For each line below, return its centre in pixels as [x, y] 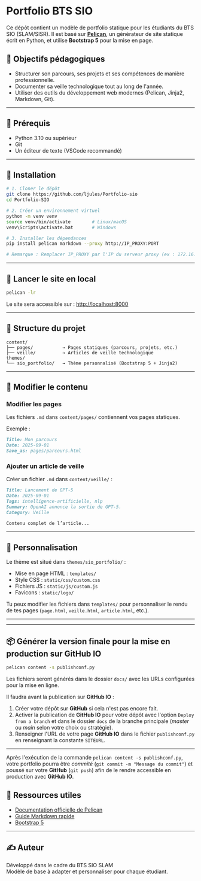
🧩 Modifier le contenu [47, 387]
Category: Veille [28, 512]
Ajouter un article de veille [45, 466]
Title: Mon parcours [32, 440]
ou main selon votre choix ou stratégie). [64, 727]
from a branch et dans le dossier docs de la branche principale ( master [102, 721]
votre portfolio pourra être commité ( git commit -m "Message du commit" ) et [100, 764]
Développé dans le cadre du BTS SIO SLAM [60, 865]
